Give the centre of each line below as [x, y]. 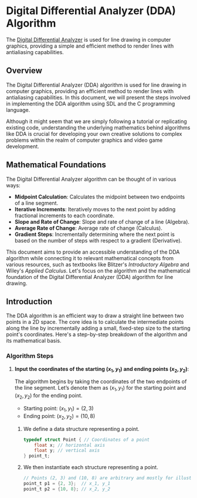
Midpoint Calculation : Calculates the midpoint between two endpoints [100, 197]
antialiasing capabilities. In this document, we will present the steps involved [98, 97]
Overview [24, 71]
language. [18, 109]
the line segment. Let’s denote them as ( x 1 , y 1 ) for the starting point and [100, 389]
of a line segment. [36, 203]
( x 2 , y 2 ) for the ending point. [48, 396]
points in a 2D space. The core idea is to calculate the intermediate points [95, 322]
